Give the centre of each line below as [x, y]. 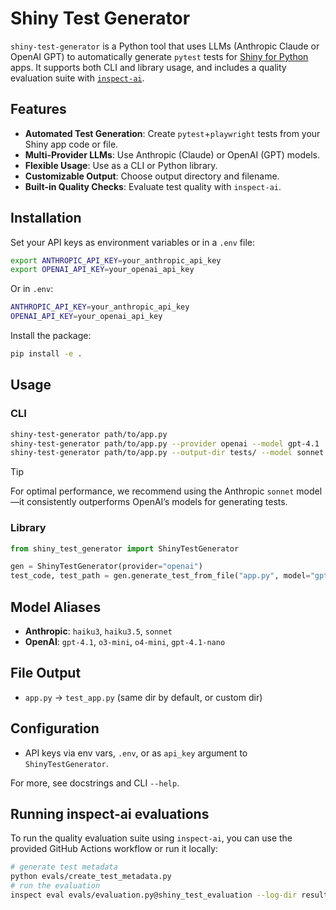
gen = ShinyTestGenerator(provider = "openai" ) [106, 567]
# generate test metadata [64, 867]
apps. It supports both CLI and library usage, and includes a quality [148, 67]
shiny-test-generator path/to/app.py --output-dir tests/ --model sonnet [167, 453]
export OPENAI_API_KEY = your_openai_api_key [102, 270]
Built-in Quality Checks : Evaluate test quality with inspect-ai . [153, 186]
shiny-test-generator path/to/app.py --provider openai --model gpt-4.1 [165, 443]
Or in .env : [32, 289]
